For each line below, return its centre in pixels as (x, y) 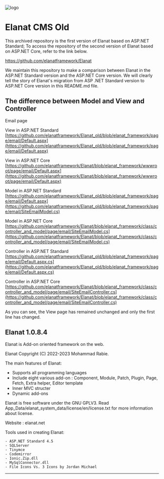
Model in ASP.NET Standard (33, 190)
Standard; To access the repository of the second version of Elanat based (79, 46)
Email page (16, 120)
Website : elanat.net (25, 423)
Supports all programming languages (49, 372)
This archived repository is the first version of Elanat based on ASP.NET (77, 41)
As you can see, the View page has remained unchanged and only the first (80, 312)
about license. (19, 413)
